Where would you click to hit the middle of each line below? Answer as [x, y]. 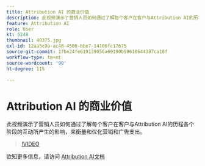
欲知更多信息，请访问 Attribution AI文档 [56, 157]
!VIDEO [30, 144]
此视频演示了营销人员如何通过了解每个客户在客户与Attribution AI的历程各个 [100, 124]
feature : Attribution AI [38, 23]
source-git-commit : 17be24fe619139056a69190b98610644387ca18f [87, 52]
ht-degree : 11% [26, 69]
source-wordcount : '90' [37, 63]
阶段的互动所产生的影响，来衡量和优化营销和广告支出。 [76, 132]
